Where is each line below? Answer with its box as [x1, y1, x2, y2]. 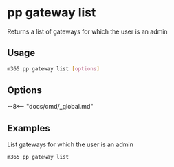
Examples [7, 122, 50, 134]
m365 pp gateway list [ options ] [7, 65, 100, 73]
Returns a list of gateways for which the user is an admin [7, 27, 168, 36]
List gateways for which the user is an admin [7, 140, 134, 149]
